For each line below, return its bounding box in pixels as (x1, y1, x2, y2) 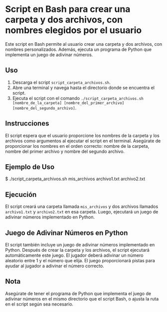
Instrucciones (5, 119, 49, 128)
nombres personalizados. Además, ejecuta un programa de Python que (5, 46, 152, 52)
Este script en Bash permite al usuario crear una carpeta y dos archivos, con (5, 41, 163, 47)
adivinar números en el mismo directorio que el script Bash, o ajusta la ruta (5, 296, 159, 302)
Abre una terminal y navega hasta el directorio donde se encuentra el (12, 85, 155, 91)
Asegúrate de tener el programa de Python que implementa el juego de (5, 290, 151, 297)
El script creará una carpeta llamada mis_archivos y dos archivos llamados (5, 204, 159, 209)
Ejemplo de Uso (5, 163, 55, 171)
